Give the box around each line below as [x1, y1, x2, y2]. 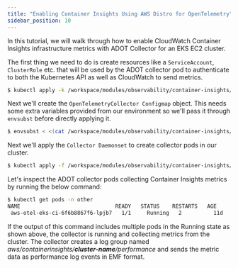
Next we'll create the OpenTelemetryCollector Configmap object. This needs [7, 99, 227, 108]
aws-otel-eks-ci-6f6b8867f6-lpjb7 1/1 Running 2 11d [10, 209, 223, 216]
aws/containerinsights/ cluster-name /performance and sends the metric [7, 245, 220, 253]
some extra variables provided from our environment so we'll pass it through [7, 107, 231, 116]
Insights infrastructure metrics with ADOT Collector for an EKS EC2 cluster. [7, 44, 226, 52]
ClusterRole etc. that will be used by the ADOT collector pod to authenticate [7, 65, 229, 74]
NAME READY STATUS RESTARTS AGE [7, 203, 217, 210]
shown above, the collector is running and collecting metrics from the [7, 230, 210, 238]
